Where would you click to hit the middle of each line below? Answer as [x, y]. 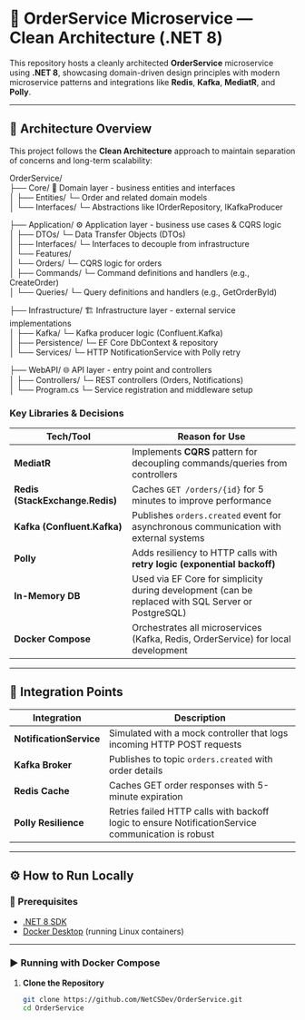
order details [136, 770]
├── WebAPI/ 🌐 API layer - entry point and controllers [111, 369]
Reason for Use [212, 436]
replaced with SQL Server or [192, 602]
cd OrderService [53, 1008]
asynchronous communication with [206, 527]
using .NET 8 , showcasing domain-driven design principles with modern [145, 73]
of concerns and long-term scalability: [81, 160]
